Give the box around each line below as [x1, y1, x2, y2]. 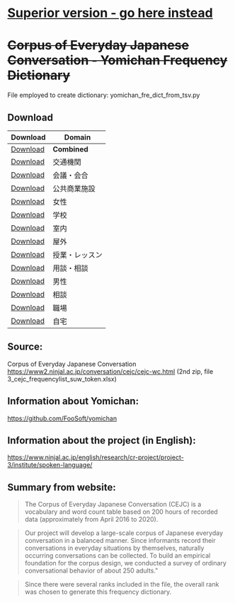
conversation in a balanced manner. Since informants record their [24, 536, 216, 545]
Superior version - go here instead [7, 5, 214, 21]
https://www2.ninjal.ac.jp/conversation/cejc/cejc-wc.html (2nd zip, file [7, 367, 214, 376]
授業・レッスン [52, 250, 103, 260]
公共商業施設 [52, 183, 96, 193]
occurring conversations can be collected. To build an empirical [24, 551, 211, 560]
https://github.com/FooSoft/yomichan [7, 414, 117, 423]
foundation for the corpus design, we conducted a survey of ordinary [24, 559, 227, 568]
